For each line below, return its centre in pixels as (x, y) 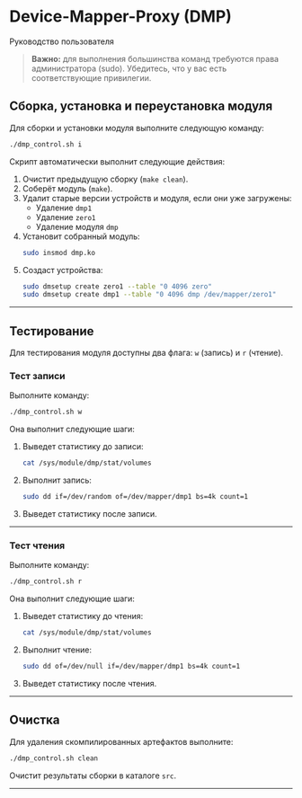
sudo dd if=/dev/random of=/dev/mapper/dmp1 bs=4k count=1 (135, 497)
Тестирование (52, 331)
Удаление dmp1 (64, 208)
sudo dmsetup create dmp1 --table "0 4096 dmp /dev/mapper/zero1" (149, 295)
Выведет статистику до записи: (83, 447)
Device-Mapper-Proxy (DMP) (120, 17)
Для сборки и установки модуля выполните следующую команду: (137, 128)
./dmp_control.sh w (46, 412)
